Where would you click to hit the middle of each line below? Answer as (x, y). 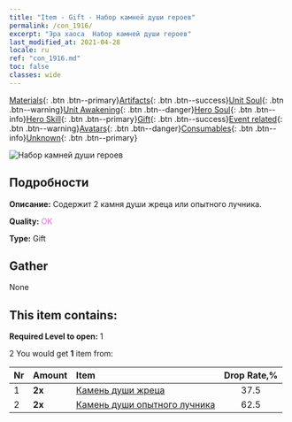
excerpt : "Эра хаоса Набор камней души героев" (100, 34)
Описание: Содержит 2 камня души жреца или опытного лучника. (136, 203)
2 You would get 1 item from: (61, 354)
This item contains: (63, 315)
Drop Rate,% (251, 375)
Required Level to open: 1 (56, 336)
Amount (50, 375)
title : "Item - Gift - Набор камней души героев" (103, 17)
